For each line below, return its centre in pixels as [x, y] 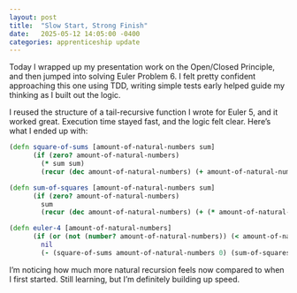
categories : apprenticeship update [75, 42]
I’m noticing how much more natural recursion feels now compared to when [147, 269]
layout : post [33, 17]
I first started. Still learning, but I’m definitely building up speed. [125, 279]
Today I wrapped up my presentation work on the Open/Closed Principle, [142, 67]
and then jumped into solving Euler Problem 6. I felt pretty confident [133, 77]
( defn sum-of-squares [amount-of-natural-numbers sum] [112, 188]
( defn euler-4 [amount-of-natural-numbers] [91, 229]
